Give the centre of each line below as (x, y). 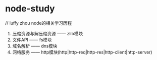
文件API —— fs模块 (32, 40)
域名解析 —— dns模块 (35, 46)
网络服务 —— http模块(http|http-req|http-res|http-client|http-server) (82, 52)
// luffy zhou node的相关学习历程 (39, 23)
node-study (30, 9)
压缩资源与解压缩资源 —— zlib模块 (48, 33)
